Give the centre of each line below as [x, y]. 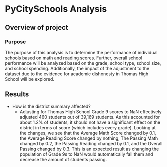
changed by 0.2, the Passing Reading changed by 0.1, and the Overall [91, 143]
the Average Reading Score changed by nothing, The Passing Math [89, 138]
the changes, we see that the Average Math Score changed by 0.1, [88, 133]
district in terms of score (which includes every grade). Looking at [87, 127]
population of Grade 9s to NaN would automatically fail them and [86, 154]
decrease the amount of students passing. [63, 159]
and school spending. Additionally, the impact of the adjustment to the [77, 68]
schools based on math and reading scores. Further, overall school [74, 58]
